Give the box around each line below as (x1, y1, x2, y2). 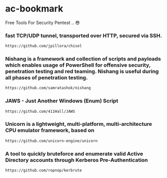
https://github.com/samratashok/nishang (5, 86, 92, 91)
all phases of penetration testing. (5, 74, 88, 81)
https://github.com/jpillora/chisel (5, 44, 82, 49)
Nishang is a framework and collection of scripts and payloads (5, 56, 161, 63)
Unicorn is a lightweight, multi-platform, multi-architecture (5, 121, 152, 128)
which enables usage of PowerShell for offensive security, (5, 62, 151, 69)
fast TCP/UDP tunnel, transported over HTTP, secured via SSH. (5, 32, 162, 39)
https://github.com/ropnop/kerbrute (5, 167, 82, 173)
